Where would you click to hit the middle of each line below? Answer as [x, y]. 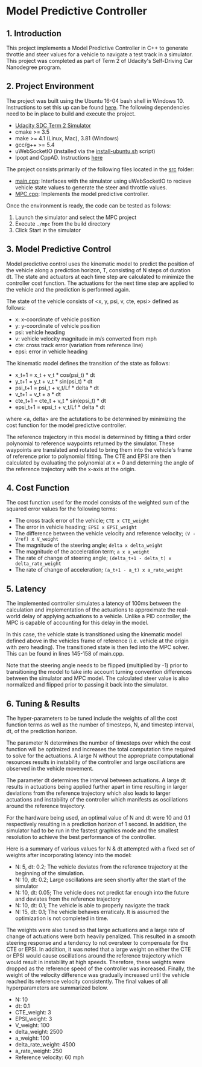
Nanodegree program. [34, 67]
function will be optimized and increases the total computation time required [101, 749]
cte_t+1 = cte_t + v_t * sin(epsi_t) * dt [61, 400]
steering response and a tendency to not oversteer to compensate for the [97, 943]
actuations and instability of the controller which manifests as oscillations [97, 800]
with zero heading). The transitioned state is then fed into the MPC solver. [98, 647]
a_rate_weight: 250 [39, 1051]
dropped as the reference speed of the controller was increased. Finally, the [101, 968]
